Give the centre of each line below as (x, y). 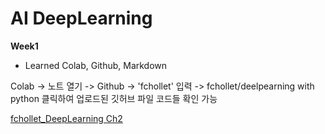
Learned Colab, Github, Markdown (96, 65)
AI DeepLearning (81, 18)
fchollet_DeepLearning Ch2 (66, 118)
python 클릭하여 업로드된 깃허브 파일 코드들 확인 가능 (114, 98)
